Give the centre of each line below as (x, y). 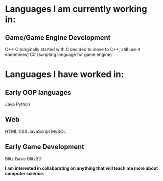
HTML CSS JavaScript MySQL (35, 131)
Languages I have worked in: (65, 74)
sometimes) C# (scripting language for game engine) (58, 54)
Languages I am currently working (76, 9)
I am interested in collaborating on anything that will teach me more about (81, 168)
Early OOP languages (38, 92)
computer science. (25, 173)
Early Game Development (45, 147)
